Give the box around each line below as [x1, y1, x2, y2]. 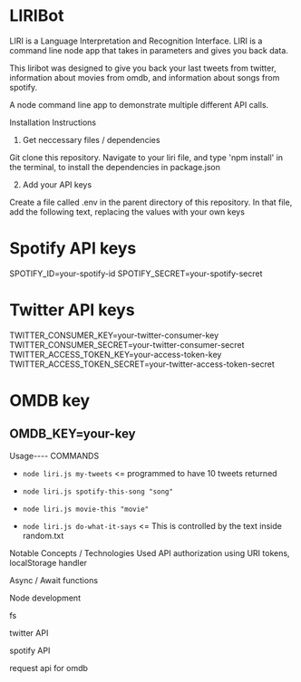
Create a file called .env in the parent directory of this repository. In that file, [9, 197, 293, 207]
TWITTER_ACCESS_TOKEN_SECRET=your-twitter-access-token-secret [9, 359, 275, 370]
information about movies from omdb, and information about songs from [9, 72, 280, 82]
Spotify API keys [9, 238, 137, 259]
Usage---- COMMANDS [9, 450, 100, 461]
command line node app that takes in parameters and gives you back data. [9, 44, 288, 55]
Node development [9, 592, 82, 603]
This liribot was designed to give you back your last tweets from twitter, [9, 62, 277, 73]
